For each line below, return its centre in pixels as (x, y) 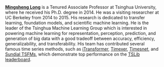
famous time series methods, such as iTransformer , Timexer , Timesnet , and (82, 49)
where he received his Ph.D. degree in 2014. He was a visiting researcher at (82, 12)
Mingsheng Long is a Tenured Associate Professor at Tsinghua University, (81, 7)
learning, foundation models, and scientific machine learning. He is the (77, 23)
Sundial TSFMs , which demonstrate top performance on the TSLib (72, 54)
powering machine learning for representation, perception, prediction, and (81, 33)
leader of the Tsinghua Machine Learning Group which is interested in (76, 28)
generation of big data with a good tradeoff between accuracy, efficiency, (80, 38)
